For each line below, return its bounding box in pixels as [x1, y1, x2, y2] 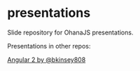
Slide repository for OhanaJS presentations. [7, 28, 134, 37]
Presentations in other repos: [7, 41, 91, 50]
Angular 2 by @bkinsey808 [7, 55, 86, 64]
